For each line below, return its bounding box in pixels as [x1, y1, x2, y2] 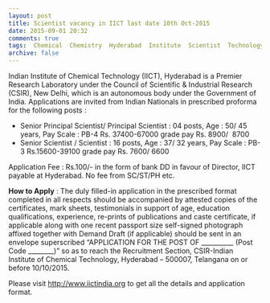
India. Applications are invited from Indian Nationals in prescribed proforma [8, 97, 257, 106]
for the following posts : [8, 105, 87, 115]
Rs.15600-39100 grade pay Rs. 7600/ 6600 [27, 146, 170, 156]
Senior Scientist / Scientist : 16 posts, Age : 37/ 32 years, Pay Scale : [19, 138, 247, 147]
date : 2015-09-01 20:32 [8, 27, 88, 35]
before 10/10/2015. [8, 263, 70, 272]
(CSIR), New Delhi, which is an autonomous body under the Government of [8, 88, 257, 97]
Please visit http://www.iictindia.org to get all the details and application [8, 279, 245, 288]
